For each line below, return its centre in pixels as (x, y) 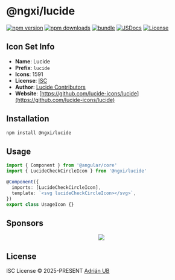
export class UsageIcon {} (40, 204)
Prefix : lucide (32, 68)
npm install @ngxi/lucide (39, 133)
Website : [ (28, 93)
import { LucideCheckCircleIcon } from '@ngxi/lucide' (77, 171)
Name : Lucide (33, 61)
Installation (28, 119)
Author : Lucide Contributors (50, 87)
